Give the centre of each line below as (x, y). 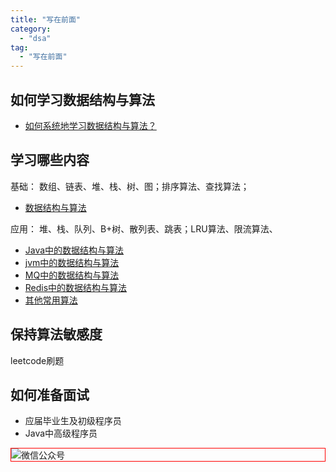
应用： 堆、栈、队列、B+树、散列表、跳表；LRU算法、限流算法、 (144, 228)
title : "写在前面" (46, 19)
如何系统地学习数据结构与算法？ (90, 125)
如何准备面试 (50, 394)
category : (31, 29)
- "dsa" (35, 38)
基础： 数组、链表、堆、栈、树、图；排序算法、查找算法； (130, 186)
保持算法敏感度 (56, 334)
